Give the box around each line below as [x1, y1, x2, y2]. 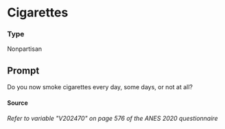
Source [7, 98, 29, 107]
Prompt [7, 64, 40, 76]
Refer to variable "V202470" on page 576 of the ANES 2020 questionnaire [7, 115, 218, 123]
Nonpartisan [7, 45, 43, 53]
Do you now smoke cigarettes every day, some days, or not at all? [7, 83, 193, 91]
